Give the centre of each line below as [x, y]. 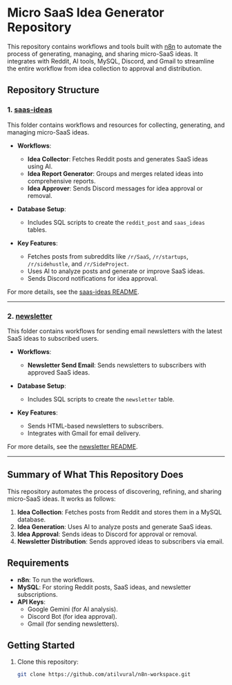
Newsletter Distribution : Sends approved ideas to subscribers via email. [120, 541]
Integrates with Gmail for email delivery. [84, 433]
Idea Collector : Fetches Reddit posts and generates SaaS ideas [118, 159]
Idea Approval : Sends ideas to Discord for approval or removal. [107, 534]
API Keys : [31, 602]
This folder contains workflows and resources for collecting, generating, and [116, 125]
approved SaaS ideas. [59, 372]
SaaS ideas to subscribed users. [53, 338]
